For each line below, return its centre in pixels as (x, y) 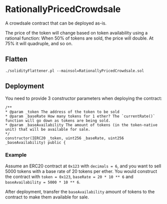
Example (16, 155)
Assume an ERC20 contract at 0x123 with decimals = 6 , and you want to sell (83, 166)
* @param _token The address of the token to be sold (62, 112)
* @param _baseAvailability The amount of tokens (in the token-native (81, 125)
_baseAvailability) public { (35, 142)
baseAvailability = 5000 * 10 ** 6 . (43, 182)
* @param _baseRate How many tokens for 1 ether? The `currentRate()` (80, 116)
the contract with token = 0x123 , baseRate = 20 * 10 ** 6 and (69, 176)
